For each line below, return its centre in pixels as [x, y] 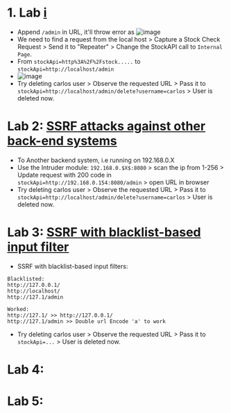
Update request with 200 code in [65, 175]
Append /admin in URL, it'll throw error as [76, 32]
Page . [25, 54]
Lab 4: [26, 369]
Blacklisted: [26, 279]
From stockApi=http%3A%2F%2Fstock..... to [79, 61]
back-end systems [62, 141]
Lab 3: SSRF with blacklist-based [104, 232]
